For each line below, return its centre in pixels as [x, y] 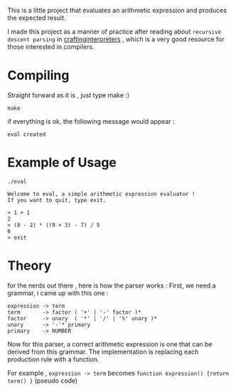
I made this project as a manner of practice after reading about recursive [114, 32]
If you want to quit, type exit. [57, 200]
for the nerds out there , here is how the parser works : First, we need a [112, 285]
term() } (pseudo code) [43, 381]
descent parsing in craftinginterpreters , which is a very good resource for [116, 39]
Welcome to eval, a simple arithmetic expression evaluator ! [101, 194]
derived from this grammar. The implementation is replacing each [103, 351]
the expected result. [37, 18]
